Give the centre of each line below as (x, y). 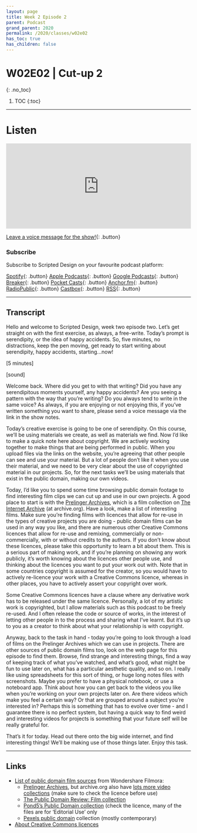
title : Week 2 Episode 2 (36, 17)
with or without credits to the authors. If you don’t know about (116, 540)
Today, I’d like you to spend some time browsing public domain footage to (95, 490)
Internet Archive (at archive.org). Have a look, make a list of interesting (91, 508)
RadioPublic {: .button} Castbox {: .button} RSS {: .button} (73, 289)
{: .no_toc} (18, 89)
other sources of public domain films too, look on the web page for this (92, 650)
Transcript (26, 313)
